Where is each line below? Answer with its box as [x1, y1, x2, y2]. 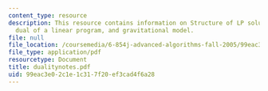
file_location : [8, 41, 59, 49]
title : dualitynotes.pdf [8, 63, 91, 71]
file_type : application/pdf [8, 48, 102, 56]
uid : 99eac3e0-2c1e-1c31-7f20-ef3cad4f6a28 [8, 70, 156, 78]
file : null [8, 33, 45, 42]
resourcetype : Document [8, 56, 88, 64]
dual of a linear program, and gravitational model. [15, 26, 195, 34]
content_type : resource [8, 11, 88, 20]
